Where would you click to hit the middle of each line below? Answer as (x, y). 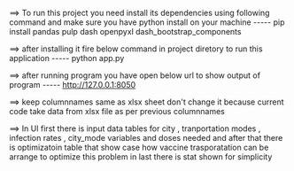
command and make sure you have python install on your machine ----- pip (147, 22)
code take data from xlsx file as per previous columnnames (117, 111)
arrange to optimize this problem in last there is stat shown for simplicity (141, 157)
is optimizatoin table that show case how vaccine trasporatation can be (139, 147)
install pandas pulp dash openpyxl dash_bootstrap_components (125, 31)
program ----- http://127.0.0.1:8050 (73, 85)
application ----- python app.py (67, 58)
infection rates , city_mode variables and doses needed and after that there (146, 138)
